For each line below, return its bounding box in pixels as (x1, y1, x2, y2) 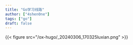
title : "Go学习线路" (5, 7, 44, 12)
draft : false (5, 21, 32, 26)
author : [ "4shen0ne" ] (5, 12, 50, 17)
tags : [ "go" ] (5, 16, 32, 21)
